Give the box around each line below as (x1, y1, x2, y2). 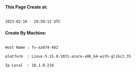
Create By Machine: (5, 30, 47, 36)
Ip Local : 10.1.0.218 (5, 63, 54, 68)
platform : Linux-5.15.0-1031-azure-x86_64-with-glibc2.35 (5, 54, 132, 59)
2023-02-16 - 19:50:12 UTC (5, 19, 61, 24)
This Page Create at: (5, 4, 48, 10)
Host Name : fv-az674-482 (5, 45, 58, 50)
